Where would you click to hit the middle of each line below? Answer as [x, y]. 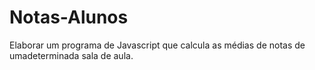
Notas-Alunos [69, 17]
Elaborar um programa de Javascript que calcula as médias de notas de [157, 45]
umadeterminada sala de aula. [71, 55]
